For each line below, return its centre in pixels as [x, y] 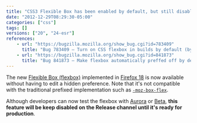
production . [21, 113]
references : [21, 39]
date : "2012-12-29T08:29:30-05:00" [50, 17]
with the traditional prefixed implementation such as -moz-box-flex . [87, 90]
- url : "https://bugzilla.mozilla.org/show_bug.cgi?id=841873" [96, 55]
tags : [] [17, 28]
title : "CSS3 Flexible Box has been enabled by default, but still [90, 11]
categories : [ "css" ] [31, 22]
